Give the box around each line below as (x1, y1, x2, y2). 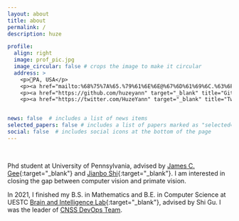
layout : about (7, 10, 50, 18)
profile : (7, 43, 33, 50)
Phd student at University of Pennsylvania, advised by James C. (7, 161, 196, 170)
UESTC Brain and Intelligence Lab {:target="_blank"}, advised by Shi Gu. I (7, 198, 222, 206)
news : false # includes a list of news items (7, 115, 148, 122)
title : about (7, 17, 46, 24)
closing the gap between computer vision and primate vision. (7, 176, 186, 185)
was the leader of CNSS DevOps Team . (7, 205, 123, 214)
